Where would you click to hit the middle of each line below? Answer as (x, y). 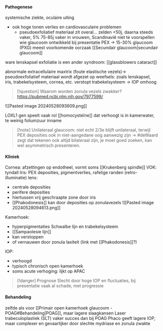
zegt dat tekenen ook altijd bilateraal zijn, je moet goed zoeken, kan (84, 140)
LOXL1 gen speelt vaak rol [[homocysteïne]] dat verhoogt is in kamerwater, (80, 115)
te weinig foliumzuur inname (33, 121)
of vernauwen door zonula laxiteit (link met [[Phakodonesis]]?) (74, 242)
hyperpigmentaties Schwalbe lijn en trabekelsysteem (65, 226)
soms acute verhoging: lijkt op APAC (48, 271)
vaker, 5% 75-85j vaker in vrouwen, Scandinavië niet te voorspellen (87, 37)
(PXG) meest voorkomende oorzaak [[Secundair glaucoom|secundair (89, 48)
